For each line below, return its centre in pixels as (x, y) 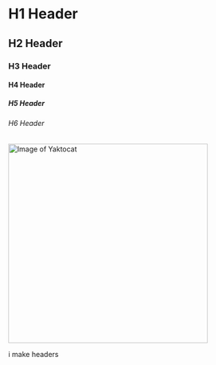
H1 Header (43, 14)
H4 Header (27, 85)
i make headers (33, 354)
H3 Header (30, 66)
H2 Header (35, 43)
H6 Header (26, 124)
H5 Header (27, 103)
